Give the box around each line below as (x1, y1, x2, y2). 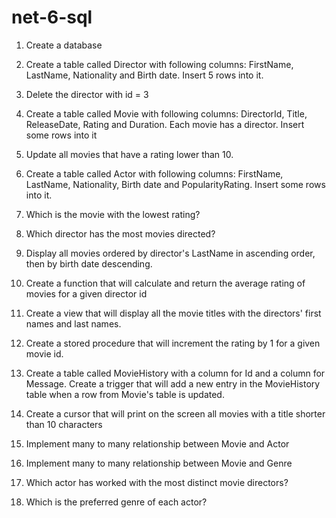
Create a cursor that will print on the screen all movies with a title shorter (25, 407, 326, 420)
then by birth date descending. (25, 257, 153, 270)
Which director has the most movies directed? (25, 227, 216, 240)
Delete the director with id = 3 (25, 88, 149, 100)
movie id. (25, 347, 64, 360)
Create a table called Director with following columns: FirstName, (25, 58, 294, 70)
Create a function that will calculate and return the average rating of (25, 277, 306, 289)
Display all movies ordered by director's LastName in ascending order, (25, 247, 316, 259)
